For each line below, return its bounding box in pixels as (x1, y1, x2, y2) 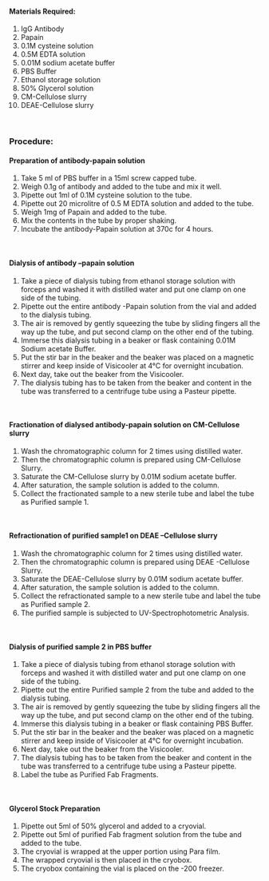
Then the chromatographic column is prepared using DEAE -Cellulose (20, 557, 250, 566)
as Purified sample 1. (20, 497, 89, 506)
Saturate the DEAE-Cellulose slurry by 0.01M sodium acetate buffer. (20, 573, 244, 583)
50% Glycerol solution (20, 84, 94, 93)
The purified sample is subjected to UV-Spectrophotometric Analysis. (20, 608, 250, 617)
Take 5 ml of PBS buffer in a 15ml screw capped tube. (20, 173, 197, 183)
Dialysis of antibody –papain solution (9, 258, 135, 268)
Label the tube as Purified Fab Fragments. (20, 770, 159, 780)
